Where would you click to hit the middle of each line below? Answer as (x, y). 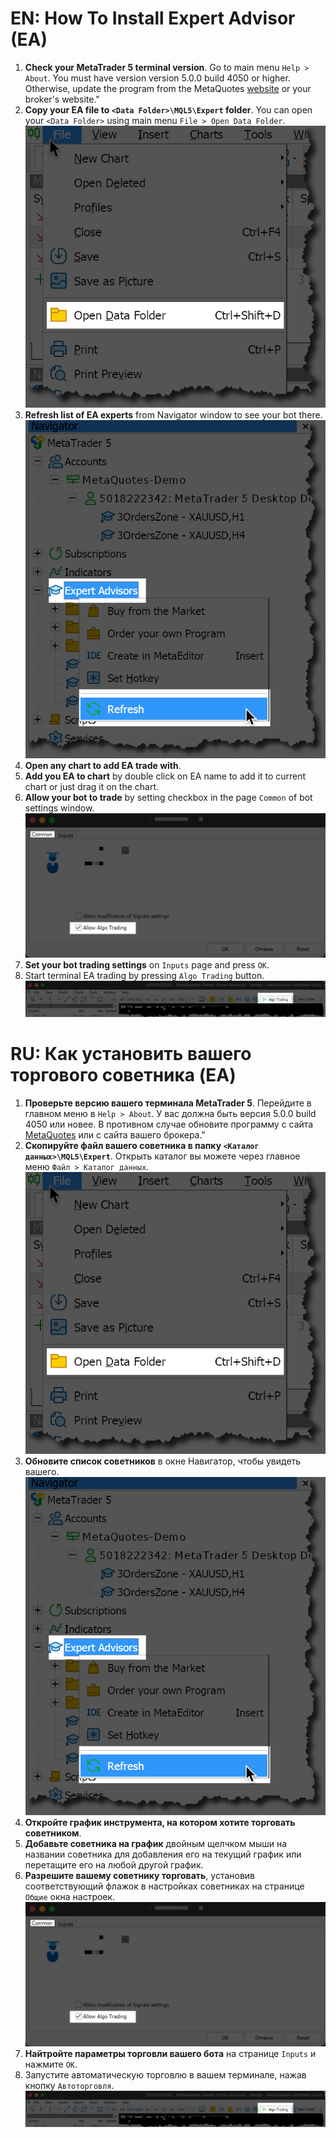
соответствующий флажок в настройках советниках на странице (164, 1886)
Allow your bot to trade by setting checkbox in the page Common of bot (168, 797)
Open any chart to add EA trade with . (103, 765)
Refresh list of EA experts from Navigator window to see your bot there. (173, 415)
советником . (53, 1833)
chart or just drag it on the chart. (92, 786)
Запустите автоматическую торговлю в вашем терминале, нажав (165, 2074)
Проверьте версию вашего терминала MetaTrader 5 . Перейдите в (168, 1103)
